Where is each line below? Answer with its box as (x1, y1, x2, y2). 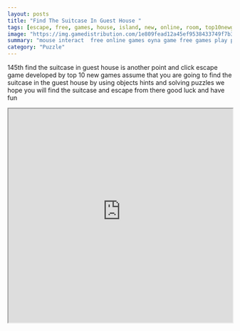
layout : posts (7, 10, 50, 18)
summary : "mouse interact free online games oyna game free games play (7, 37, 228, 44)
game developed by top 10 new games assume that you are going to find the (7, 71, 232, 79)
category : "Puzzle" (7, 44, 66, 51)
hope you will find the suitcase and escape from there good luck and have (7, 86, 225, 94)
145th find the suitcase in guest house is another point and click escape (7, 63, 219, 71)
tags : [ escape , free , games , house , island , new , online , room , (7, 24, 202, 31)
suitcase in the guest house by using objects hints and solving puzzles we (7, 78, 225, 86)
